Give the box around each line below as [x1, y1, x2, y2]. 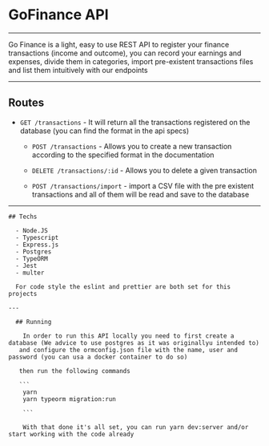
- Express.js [15, 241, 59, 249]
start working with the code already [8, 430, 134, 438]
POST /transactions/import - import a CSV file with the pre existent [31, 180, 255, 190]
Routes [8, 96, 45, 110]
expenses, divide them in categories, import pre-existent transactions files [8, 56, 254, 66]
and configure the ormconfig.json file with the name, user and [18, 346, 239, 354]
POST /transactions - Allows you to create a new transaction [31, 141, 232, 151]
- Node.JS [15, 226, 48, 234]
